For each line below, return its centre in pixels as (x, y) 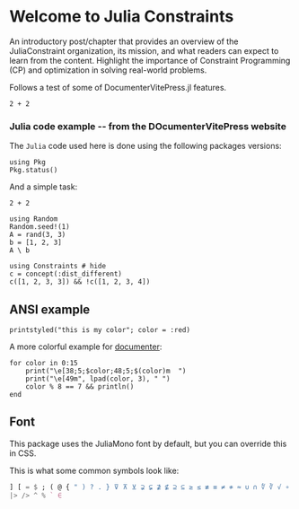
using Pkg (28, 162)
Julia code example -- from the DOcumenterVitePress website (148, 126)
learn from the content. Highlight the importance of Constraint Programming (150, 60)
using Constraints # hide (57, 267)
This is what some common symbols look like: (94, 470)
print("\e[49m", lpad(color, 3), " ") (98, 379)
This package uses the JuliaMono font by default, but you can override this (148, 443)
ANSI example (50, 309)
